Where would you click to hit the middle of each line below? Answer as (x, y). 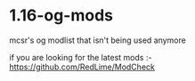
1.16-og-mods (61, 16)
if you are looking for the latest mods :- (81, 57)
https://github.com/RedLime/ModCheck (82, 67)
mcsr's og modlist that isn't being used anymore (98, 40)
